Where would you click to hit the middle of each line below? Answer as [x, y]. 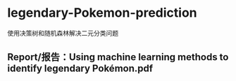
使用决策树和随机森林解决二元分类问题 [63, 33]
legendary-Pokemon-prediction [102, 13]
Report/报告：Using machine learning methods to [118, 57]
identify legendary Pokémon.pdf [80, 69]
